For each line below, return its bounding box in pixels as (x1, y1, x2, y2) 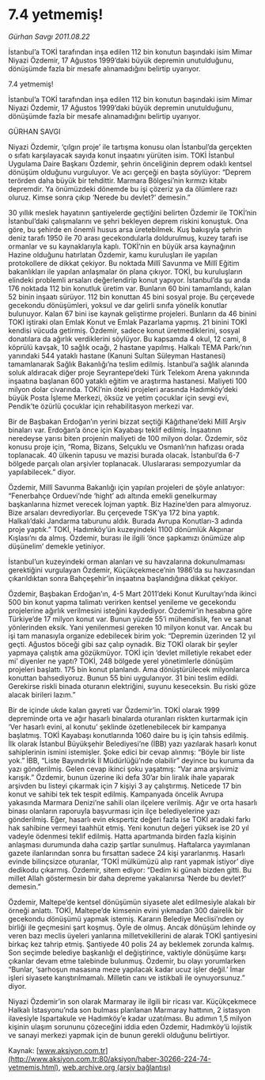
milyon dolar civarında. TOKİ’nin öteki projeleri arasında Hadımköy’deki (8, 384, 238, 394)
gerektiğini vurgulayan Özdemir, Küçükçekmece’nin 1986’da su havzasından (8, 565, 256, 575)
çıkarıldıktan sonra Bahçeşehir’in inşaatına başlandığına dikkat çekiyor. (8, 573, 238, 583)
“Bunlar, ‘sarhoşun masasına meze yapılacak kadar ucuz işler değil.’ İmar (8, 964, 245, 974)
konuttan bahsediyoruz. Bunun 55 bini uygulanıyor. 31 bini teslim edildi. (8, 673, 239, 683)
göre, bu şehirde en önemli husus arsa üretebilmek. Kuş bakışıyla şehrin (8, 224, 243, 234)
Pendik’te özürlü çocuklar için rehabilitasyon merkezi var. (8, 401, 195, 411)
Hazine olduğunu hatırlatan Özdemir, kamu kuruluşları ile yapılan (8, 249, 218, 259)
